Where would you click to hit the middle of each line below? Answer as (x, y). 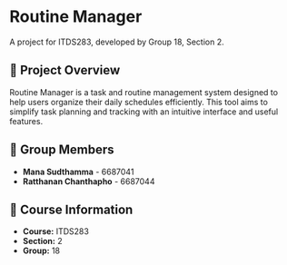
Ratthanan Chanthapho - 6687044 (89, 181)
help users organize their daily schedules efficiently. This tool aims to (139, 102)
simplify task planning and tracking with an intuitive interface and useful (144, 112)
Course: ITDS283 (55, 231)
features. (26, 121)
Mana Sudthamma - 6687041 (78, 172)
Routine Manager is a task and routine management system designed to (144, 92)
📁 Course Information (71, 209)
